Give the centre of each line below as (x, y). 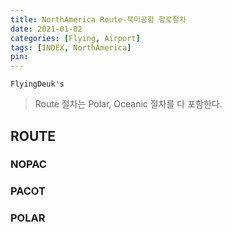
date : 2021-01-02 (46, 29)
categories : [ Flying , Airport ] (75, 38)
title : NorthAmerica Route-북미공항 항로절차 (98, 19)
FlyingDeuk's (37, 84)
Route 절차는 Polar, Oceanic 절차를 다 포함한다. (128, 104)
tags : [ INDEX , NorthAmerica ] (71, 47)
